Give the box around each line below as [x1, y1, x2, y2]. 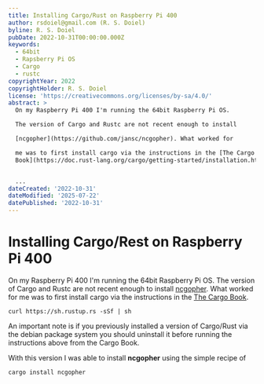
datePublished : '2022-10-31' [8, 199, 104, 207]
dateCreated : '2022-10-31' [8, 185, 97, 192]
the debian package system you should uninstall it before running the [8, 329, 233, 338]
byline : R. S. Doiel [8, 26, 76, 34]
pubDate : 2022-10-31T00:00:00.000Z [8, 33, 125, 42]
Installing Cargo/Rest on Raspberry [8, 233, 243, 251]
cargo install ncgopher [8, 368, 86, 376]
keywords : [8, 41, 41, 49]
